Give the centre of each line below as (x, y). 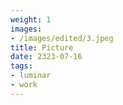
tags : (21, 66)
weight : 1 (31, 19)
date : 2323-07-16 (46, 57)
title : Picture (42, 47)
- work (24, 85)
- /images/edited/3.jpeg (62, 38)
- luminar (31, 76)
